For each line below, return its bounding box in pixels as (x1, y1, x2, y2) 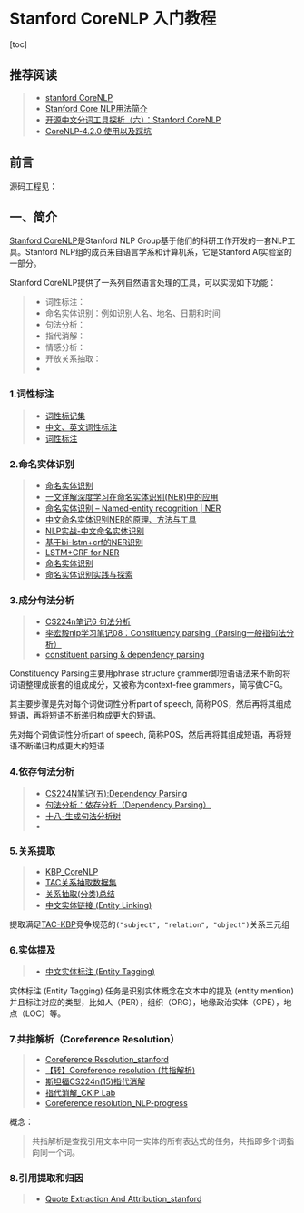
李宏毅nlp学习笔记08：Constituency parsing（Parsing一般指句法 (44, 628, 287, 639)
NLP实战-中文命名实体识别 (44, 525, 145, 536)
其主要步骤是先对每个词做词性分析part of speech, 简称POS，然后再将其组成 (9, 699, 292, 709)
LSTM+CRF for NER (44, 546, 120, 558)
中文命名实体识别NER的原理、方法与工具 (44, 514, 197, 524)
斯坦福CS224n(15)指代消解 (44, 1076, 146, 1087)
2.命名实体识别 (9, 457, 74, 470)
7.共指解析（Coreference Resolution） (9, 1033, 180, 1046)
